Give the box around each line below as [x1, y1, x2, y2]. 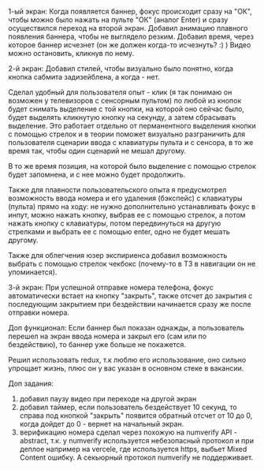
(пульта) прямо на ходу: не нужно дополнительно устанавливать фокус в [8, 202, 256, 211]
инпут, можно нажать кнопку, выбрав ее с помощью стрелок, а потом [8, 211, 246, 219]
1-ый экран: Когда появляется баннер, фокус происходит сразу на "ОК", [8, 7, 252, 16]
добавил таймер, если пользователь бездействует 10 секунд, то [19, 402, 238, 412]
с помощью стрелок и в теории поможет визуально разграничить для [8, 129, 246, 139]
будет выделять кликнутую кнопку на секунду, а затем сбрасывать [8, 113, 236, 121]
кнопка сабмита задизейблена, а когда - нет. [8, 73, 160, 81]
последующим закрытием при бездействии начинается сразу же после [8, 300, 251, 308]
